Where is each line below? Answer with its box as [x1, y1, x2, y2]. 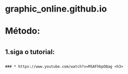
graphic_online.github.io [5, 3, 107, 15]
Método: [5, 26, 41, 37]
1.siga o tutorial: [5, 47, 55, 56]
